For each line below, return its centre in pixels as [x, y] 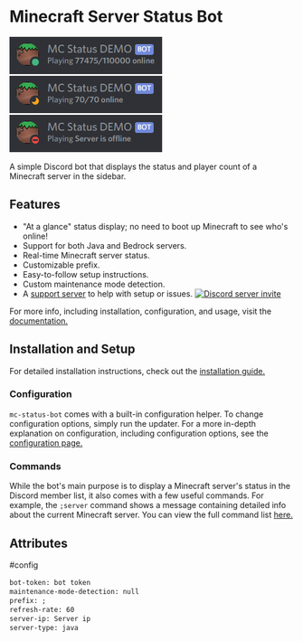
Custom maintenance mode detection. [94, 284]
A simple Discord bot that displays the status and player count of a [133, 166]
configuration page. [46, 443]
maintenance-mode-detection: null [75, 591]
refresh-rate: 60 [42, 609]
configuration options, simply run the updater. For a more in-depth [133, 423]
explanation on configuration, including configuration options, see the [139, 433]
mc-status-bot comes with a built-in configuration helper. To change [137, 414]
